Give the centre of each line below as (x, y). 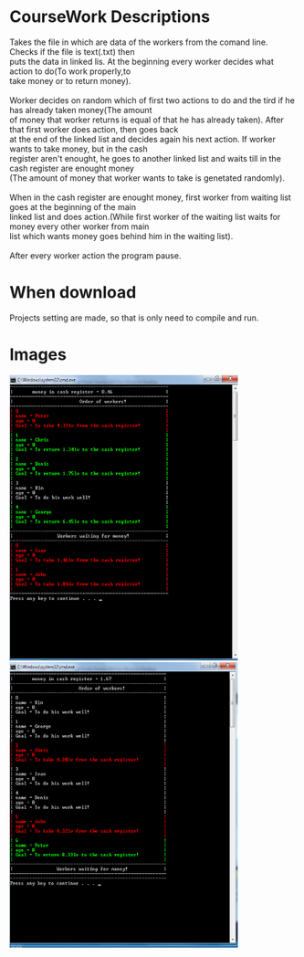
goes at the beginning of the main (73, 206)
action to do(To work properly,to (70, 71)
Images (38, 355)
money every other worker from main (79, 226)
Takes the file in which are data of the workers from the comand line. (139, 42)
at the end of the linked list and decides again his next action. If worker (143, 139)
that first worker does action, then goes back (94, 129)
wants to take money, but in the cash (79, 149)
